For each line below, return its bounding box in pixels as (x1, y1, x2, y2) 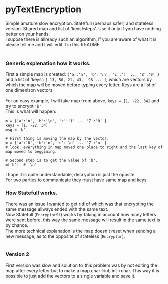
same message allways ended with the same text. (5, 206, 109, 212)
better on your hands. (5, 31, 50, 37)
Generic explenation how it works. (5, 60, 91, 67)
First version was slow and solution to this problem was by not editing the (5, 262, 157, 268)
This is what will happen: (5, 108, 57, 115)
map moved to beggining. (5, 149, 57, 154)
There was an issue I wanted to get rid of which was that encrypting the (5, 201, 154, 207)
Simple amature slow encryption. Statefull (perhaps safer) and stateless (5, 20, 154, 26)
